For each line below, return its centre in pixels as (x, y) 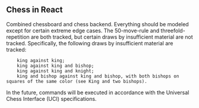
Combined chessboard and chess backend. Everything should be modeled (97, 24)
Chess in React (34, 10)
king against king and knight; (56, 71)
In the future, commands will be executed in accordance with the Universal (98, 92)
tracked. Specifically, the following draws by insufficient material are (90, 43)
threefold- (173, 30)
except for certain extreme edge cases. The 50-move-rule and (83, 30)
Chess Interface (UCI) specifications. (51, 98)
